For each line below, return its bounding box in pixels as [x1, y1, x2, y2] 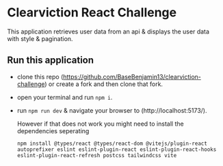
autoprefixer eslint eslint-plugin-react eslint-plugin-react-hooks [16, 146, 217, 153]
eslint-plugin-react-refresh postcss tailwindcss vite [16, 152, 177, 158]
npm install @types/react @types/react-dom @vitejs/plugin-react [16, 140, 207, 147]
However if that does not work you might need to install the [16, 120, 184, 128]
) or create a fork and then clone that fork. [44, 80, 163, 88]
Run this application [7, 55, 94, 66]
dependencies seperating [16, 126, 90, 135]
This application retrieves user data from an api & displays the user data [7, 27, 210, 36]
